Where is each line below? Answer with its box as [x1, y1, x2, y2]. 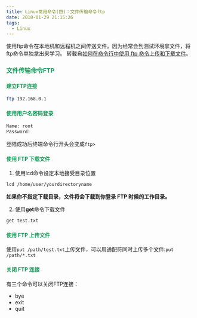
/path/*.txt [6, 252, 36, 259]
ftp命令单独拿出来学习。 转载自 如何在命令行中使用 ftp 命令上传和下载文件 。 [6, 50, 192, 57]
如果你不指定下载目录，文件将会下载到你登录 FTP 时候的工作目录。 [6, 193, 171, 200]
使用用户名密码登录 [6, 109, 54, 117]
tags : [6, 20, 20, 26]
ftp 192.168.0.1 [6, 96, 47, 102]
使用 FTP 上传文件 [6, 231, 51, 239]
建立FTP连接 [6, 82, 38, 90]
